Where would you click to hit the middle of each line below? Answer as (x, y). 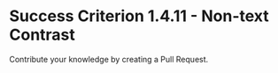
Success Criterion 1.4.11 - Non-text (139, 16)
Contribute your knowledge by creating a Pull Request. (109, 59)
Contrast (42, 35)
